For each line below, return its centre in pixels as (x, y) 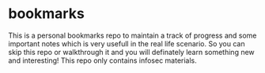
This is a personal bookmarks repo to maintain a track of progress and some (132, 35)
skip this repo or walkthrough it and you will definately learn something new (131, 52)
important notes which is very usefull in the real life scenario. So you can (127, 43)
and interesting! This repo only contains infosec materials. (103, 60)
